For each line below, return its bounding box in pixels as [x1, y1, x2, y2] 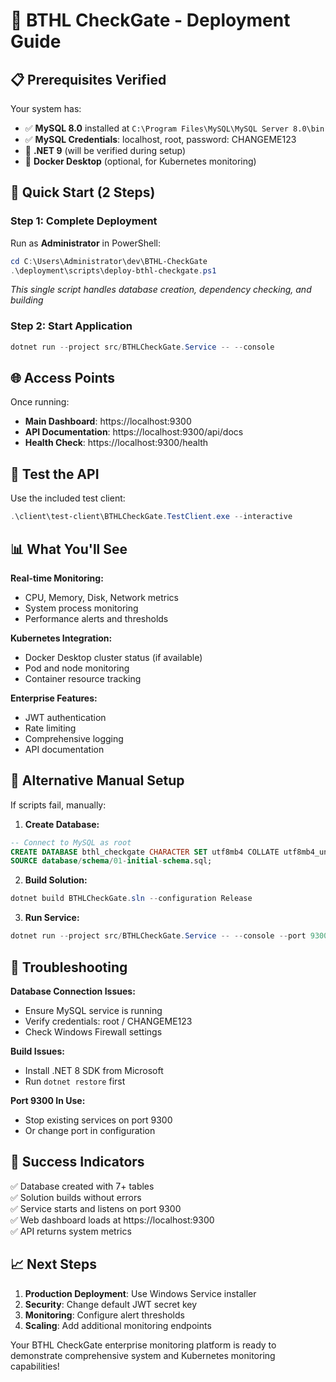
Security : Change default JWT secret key [24, 1298, 198, 1310]
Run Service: [24, 912, 80, 924]
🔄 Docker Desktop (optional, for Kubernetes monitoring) [24, 155, 257, 167]
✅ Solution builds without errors [10, 1191, 142, 1203]
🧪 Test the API [10, 465, 100, 483]
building [10, 294, 44, 306]
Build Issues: [10, 1045, 65, 1057]
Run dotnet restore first [24, 1075, 126, 1087]
